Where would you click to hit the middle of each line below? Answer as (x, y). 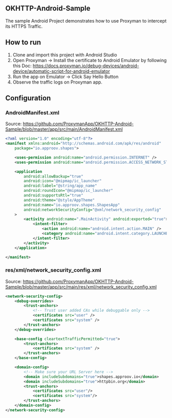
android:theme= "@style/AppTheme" (59, 200)
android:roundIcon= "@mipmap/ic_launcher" (69, 191)
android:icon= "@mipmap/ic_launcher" (63, 181)
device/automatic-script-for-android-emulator (61, 71)
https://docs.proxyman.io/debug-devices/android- (86, 66)
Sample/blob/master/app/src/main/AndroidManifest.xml (64, 129)
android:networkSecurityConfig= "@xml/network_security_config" (92, 210)
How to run (23, 42)
